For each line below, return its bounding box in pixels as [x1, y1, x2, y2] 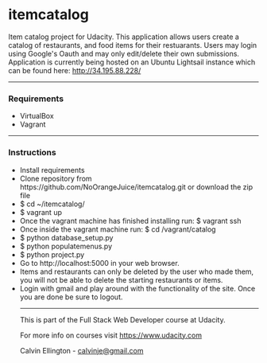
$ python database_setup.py [19, 232, 114, 242]
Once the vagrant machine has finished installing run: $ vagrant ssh [19, 216, 242, 225]
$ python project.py [19, 249, 85, 260]
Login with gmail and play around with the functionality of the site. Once [19, 283, 256, 293]
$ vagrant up [19, 207, 62, 217]
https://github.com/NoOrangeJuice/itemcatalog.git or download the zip [19, 181, 253, 192]
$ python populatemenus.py [19, 241, 113, 251]
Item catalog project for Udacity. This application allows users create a [8, 32, 240, 41]
